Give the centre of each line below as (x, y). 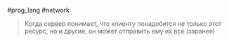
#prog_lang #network (39, 10)
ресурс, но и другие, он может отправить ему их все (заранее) (120, 31)
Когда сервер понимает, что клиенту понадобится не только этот (123, 23)
